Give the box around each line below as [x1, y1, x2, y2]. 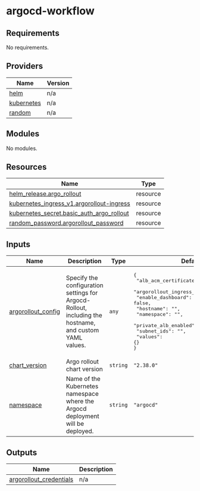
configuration [65, 281, 104, 289]
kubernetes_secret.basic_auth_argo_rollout [9, 209, 129, 218]
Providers [6, 61, 43, 71]
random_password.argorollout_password [9, 219, 124, 227]
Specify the [65, 274, 98, 282]
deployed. [65, 427, 94, 435]
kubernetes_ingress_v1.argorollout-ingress [9, 199, 130, 208]
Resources [6, 162, 47, 172]
